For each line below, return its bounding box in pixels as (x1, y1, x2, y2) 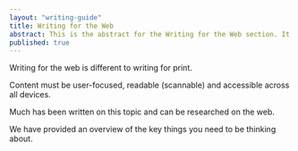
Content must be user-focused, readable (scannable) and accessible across (9, 80, 290, 90)
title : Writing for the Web (9, 21, 115, 30)
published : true (9, 38, 70, 47)
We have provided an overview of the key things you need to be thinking (9, 124, 277, 135)
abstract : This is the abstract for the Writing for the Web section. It (9, 29, 291, 38)
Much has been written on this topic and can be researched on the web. (9, 106, 276, 117)
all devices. (9, 89, 51, 100)
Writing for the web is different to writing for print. (9, 63, 192, 73)
